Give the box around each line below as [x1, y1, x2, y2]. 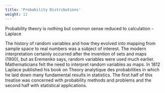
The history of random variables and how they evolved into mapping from [5, 40, 156, 46]
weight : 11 [5, 12, 28, 17]
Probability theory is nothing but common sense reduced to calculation [5, 25, 151, 31]
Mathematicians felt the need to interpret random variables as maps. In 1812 [5, 61, 161, 67]
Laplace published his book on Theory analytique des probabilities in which [5, 66, 160, 72]
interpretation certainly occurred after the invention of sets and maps [5, 50, 147, 57]
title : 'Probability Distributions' [5, 7, 81, 12]
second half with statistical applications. [5, 82, 87, 88]
